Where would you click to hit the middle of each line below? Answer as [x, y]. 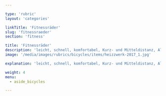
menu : [11, 77]
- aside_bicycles [27, 82]
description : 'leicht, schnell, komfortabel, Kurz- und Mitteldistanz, [80, 50]
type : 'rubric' [21, 14]
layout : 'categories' [27, 18]
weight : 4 [15, 72]
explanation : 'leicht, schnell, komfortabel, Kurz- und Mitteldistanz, [80, 64]
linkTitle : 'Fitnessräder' [33, 28]
